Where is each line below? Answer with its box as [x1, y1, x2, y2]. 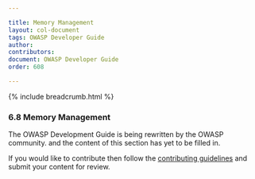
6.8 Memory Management [8, 111, 111, 123]
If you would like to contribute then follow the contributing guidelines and [8, 154, 248, 163]
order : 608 [8, 63, 44, 72]
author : [8, 41, 34, 49]
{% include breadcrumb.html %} [8, 91, 114, 101]
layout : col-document [8, 25, 80, 34]
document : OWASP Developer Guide [8, 56, 119, 64]
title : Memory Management [8, 18, 94, 26]
